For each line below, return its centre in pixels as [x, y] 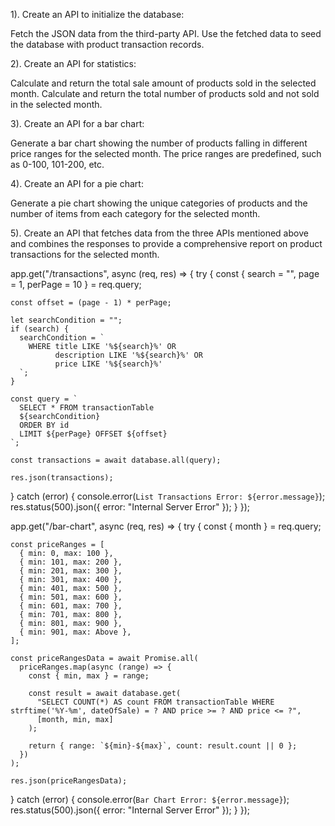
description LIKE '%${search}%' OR [128, 355]
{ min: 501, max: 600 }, [71, 597]
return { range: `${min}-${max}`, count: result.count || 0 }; [163, 746]
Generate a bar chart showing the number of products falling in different [159, 143]
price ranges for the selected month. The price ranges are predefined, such [166, 153]
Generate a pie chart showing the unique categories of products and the [159, 203]
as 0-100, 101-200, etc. [57, 164]
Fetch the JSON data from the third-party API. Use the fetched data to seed [166, 33]
